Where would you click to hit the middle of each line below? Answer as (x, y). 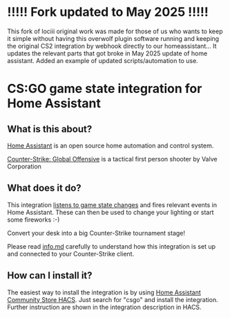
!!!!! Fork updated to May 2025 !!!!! (108, 12)
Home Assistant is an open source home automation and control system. (111, 145)
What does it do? (44, 188)
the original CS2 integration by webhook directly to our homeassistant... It (112, 46)
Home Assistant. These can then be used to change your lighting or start (111, 212)
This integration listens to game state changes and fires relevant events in (112, 204)
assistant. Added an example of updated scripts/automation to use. (103, 60)
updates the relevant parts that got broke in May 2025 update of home (107, 53)
